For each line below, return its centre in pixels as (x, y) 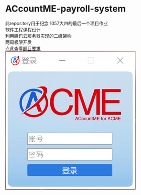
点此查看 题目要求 (23, 48)
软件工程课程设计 (23, 29)
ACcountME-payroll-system (65, 9)
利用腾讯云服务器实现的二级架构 (38, 36)
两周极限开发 (18, 42)
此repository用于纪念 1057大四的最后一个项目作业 (57, 23)
